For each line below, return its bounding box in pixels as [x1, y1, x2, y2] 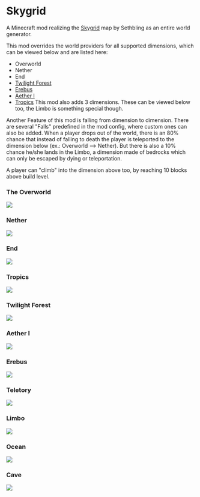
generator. [6, 30, 32, 37]
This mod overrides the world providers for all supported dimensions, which [6, 42, 194, 49]
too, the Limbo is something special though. [14, 105, 124, 112]
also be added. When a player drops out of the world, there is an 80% [6, 129, 179, 136]
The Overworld [6, 188, 51, 196]
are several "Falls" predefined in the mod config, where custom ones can [6, 123, 187, 130]
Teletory [6, 386, 32, 394]
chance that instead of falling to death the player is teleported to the [6, 135, 175, 142]
